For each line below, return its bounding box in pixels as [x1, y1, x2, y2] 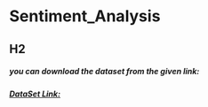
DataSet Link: [9, 88, 60, 99]
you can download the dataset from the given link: [9, 66, 200, 77]
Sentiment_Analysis [9, 6, 161, 27]
